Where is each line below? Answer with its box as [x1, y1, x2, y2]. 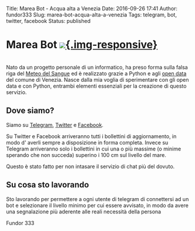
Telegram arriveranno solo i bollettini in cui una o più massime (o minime [6, 145, 181, 152]
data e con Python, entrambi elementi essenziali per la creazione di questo [6, 82, 187, 89]
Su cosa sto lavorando [6, 180, 89, 190]
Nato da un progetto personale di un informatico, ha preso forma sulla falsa [6, 63, 188, 71]
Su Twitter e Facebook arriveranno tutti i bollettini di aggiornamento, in [6, 132, 177, 140]
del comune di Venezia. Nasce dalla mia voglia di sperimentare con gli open [6, 76, 189, 83]
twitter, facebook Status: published [6, 18, 91, 24]
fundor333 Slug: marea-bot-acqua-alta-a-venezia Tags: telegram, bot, [6, 11, 177, 18]
